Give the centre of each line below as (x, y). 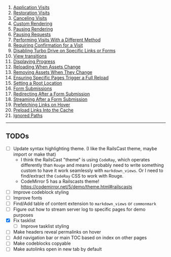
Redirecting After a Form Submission (52, 94)
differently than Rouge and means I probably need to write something (92, 165)
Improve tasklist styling (45, 226)
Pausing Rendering (33, 29)
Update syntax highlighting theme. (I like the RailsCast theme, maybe (85, 148)
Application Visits (31, 7)
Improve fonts (28, 197)
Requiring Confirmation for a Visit (48, 45)
